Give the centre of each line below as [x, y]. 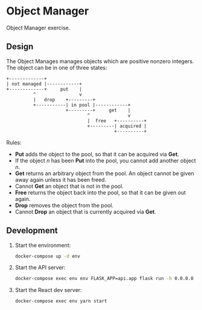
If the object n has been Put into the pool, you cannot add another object [105, 160]
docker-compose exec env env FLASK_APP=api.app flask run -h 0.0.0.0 [104, 279]
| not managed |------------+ [44, 84]
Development [32, 231]
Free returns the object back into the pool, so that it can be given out [100, 192]
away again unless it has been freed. [61, 179]
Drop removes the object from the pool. [64, 205]
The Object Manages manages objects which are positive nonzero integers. [100, 61]
